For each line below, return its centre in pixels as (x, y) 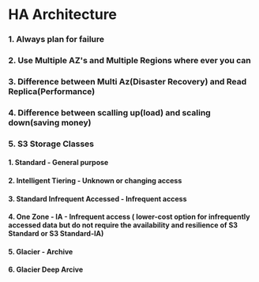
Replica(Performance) (52, 91)
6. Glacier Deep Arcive (46, 269)
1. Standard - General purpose (58, 163)
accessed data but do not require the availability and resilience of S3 (123, 225)
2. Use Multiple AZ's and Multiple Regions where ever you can (129, 61)
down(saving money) (50, 122)
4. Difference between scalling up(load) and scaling (109, 112)
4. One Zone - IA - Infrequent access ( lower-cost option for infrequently (129, 217)
